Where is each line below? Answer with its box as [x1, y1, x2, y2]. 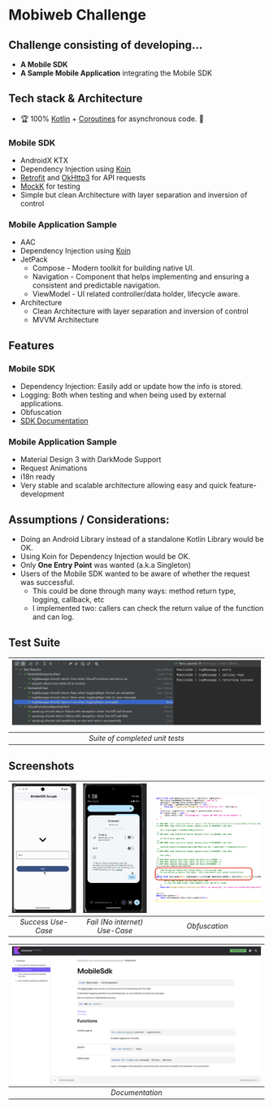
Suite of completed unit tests [89, 734, 184, 743]
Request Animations [19, 463, 88, 473]
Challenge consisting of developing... [8, 38, 203, 52]
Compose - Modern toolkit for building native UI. [32, 263, 195, 273]
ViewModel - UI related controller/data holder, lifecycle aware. [32, 289, 240, 299]
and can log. [32, 612, 75, 622]
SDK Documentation [19, 416, 89, 426]
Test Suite [8, 635, 61, 649]
